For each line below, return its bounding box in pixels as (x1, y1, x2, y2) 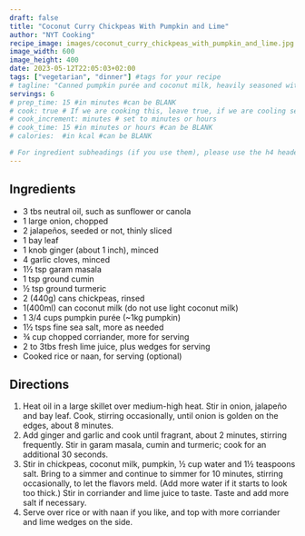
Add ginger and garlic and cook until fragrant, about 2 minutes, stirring (22, 430, 288, 441)
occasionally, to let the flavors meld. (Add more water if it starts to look (22, 478, 288, 489)
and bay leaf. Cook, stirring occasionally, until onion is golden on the (22, 411, 279, 422)
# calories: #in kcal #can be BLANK (9, 132, 152, 141)
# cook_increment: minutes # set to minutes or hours (9, 114, 218, 124)
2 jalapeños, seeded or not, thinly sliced (22, 224, 172, 236)
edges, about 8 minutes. (22, 420, 114, 432)
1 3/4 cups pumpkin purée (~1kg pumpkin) (22, 312, 182, 323)
